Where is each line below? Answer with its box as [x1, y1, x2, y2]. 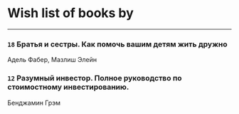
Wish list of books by [7, 5, 134, 21]
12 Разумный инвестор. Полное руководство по [7, 73, 183, 83]
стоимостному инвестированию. [7, 82, 129, 92]
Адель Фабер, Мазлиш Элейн [7, 56, 97, 64]
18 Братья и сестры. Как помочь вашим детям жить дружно [7, 39, 228, 49]
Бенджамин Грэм [7, 98, 61, 107]
